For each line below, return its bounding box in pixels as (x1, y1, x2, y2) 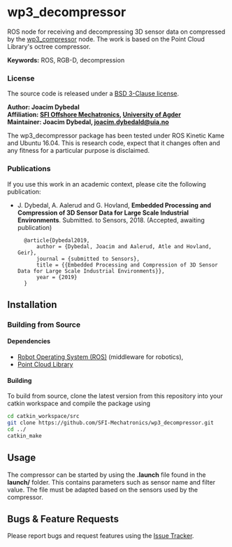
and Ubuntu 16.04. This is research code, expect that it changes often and (7, 139, 220, 147)
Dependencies (7, 337, 51, 346)
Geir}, (17, 249, 37, 256)
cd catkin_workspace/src (7, 413, 80, 420)
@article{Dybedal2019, (24, 236, 90, 244)
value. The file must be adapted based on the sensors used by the (7, 485, 198, 494)
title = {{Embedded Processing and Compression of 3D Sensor (36, 261, 218, 269)
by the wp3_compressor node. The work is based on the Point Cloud (7, 34, 205, 43)
